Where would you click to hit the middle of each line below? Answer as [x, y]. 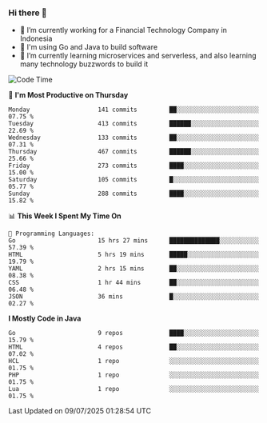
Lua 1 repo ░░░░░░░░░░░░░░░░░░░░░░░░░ [134, 389]
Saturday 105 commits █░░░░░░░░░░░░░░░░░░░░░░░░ [134, 180]
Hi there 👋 [28, 13]
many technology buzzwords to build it [84, 64]
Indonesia [36, 38]
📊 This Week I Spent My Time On [65, 216]
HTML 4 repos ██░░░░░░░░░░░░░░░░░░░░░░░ [134, 347]
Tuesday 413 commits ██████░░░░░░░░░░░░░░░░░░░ [134, 124]
